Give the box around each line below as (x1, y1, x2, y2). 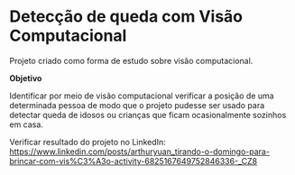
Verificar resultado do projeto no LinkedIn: (9, 136, 167, 147)
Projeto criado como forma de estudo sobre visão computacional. (9, 55, 254, 66)
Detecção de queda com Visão (9, 6, 244, 27)
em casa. (9, 119, 43, 130)
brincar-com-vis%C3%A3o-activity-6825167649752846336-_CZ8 (9, 155, 258, 166)
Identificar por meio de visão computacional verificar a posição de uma (9, 90, 274, 101)
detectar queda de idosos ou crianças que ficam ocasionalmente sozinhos (9, 109, 287, 120)
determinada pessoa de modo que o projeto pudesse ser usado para (9, 99, 265, 110)
